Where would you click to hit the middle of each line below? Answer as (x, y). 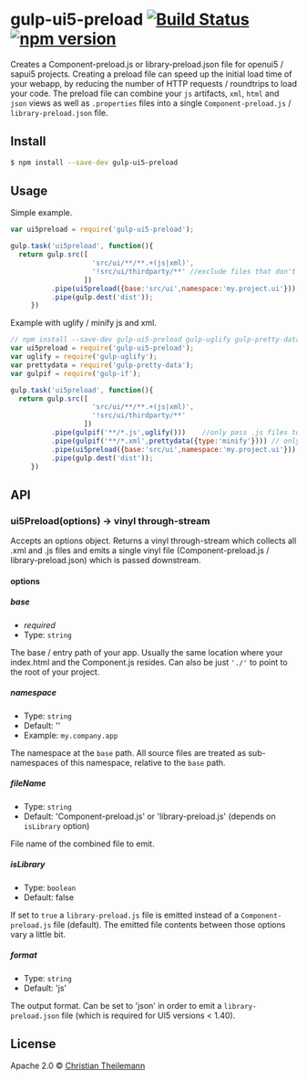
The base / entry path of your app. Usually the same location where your (147, 652)
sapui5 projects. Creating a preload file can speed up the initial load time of (151, 74)
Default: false (49, 897)
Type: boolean (50, 887)
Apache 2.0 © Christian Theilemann (78, 1066)
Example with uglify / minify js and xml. (84, 323)
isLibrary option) (56, 825)
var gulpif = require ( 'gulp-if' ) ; (76, 373)
